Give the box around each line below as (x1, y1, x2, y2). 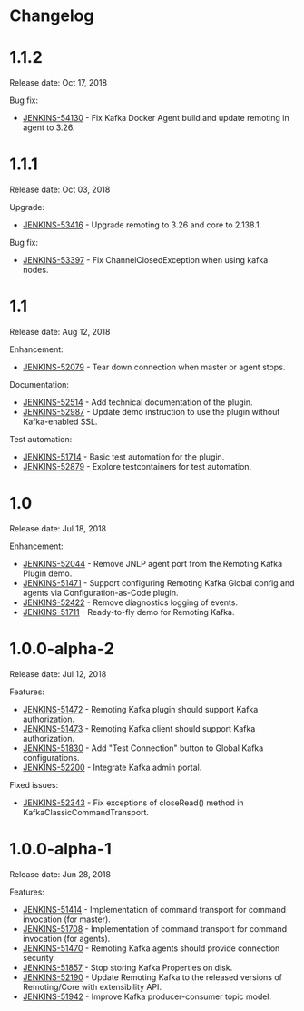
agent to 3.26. (22, 122, 75, 133)
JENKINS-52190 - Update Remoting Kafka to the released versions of (22, 971, 283, 983)
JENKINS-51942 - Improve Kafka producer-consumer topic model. (22, 991, 272, 1002)
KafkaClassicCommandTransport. (22, 806, 150, 817)
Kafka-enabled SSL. (22, 416, 98, 427)
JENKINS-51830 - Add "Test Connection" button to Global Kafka (22, 743, 264, 753)
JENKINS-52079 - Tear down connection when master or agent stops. (22, 361, 286, 372)
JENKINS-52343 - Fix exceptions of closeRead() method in (22, 797, 244, 808)
